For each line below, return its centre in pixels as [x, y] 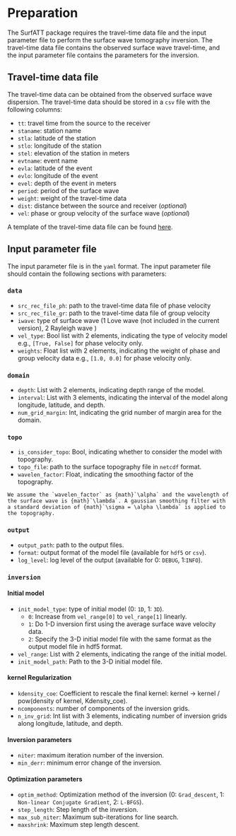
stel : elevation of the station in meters [73, 153]
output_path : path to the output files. [71, 545]
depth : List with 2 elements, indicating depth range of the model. [111, 390]
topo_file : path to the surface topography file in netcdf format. [110, 467]
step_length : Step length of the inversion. [78, 810]
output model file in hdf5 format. [75, 646]
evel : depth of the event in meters [67, 183]
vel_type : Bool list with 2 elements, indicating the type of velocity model [122, 335]
